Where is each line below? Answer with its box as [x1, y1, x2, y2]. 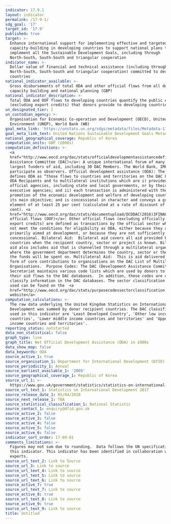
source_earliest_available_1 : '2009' [5, 368, 85, 373]
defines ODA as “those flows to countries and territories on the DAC [10, 174, 163, 179]
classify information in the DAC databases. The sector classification [10, 278, 165, 283]
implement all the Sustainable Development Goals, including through [10, 50, 160, 55]
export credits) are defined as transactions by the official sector [10, 221, 160, 226]
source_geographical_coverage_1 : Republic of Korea [5, 373, 117, 378]
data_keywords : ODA [5, 349, 47, 354]
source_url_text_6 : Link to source [5, 478, 81, 483]
